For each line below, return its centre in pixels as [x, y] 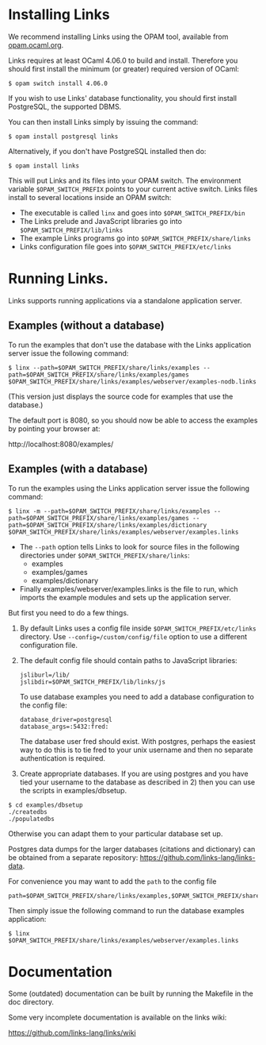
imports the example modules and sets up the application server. [125, 597]
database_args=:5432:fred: [64, 727]
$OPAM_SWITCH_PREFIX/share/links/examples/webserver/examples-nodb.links [133, 382]
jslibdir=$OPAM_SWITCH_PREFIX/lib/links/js [93, 682]
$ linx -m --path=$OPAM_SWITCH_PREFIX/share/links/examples [110, 511]
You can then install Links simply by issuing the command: [103, 121]
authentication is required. [62, 758]
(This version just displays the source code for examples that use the [121, 396]
